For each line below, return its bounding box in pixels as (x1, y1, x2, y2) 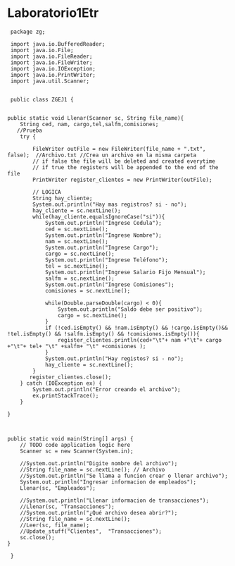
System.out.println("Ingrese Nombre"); (44, 231, 162, 239)
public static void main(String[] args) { (7, 435, 134, 442)
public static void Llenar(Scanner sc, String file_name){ (7, 114, 184, 121)
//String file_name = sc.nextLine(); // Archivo (20, 466, 165, 473)
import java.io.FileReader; (10, 53, 93, 60)
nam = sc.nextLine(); (44, 238, 109, 245)
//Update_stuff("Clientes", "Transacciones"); (20, 527, 162, 535)
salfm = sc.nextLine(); (44, 275, 115, 282)
